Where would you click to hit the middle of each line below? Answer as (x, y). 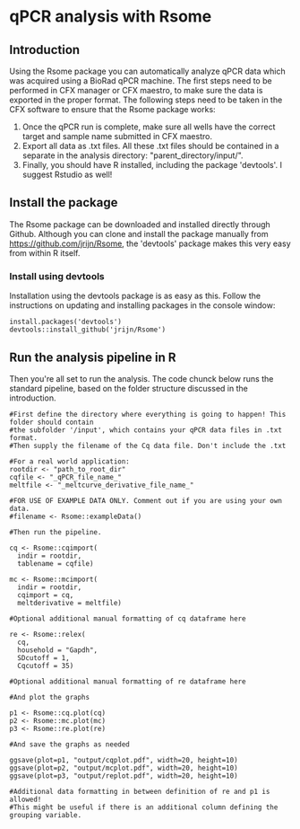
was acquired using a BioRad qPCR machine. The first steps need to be (141, 81)
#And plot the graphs (50, 697)
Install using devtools (57, 276)
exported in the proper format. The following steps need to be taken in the (146, 100)
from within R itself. (45, 252)
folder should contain (51, 422)
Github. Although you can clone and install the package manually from (139, 234)
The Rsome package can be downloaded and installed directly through (140, 224)
